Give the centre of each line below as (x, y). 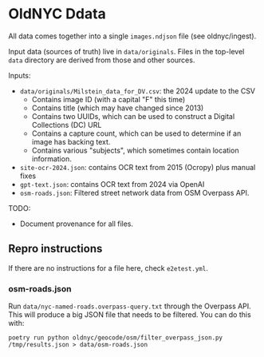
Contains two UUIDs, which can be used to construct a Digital (133, 116)
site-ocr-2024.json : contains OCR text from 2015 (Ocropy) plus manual (138, 167)
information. (51, 159)
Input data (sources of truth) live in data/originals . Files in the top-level (126, 51)
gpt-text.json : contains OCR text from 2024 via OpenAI (112, 184)
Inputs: (20, 75)
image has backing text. (71, 141)
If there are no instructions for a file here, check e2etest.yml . (108, 268)
